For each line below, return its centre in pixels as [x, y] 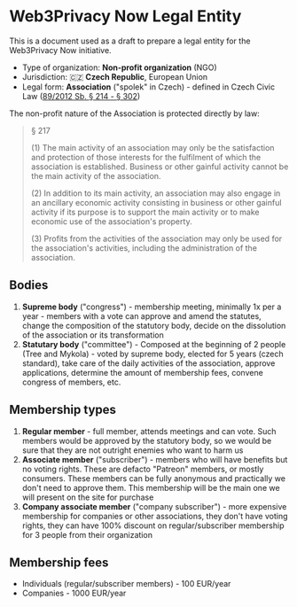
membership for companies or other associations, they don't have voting [155, 516]
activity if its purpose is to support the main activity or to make [145, 212]
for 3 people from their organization [87, 534]
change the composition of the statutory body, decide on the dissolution [154, 325]
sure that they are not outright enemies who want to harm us [133, 450]
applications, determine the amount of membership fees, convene [142, 372]
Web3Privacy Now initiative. [61, 50]
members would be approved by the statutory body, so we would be [147, 440]
